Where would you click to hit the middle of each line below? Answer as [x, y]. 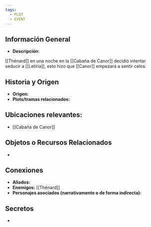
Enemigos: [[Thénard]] [36, 188]
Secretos [19, 208]
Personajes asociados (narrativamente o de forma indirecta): [77, 193]
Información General [38, 39]
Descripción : [26, 51]
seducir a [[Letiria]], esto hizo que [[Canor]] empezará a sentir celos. [76, 66]
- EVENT [18, 19]
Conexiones [24, 170]
